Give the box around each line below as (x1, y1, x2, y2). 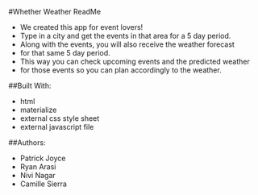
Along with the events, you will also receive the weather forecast (19, 39, 235, 49)
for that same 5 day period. (19, 48, 110, 57)
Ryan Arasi (19, 162, 56, 172)
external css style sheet (19, 114, 100, 123)
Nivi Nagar (19, 171, 56, 180)
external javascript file (19, 122, 94, 131)
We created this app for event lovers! (19, 23, 144, 31)
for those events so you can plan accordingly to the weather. (19, 65, 222, 75)
